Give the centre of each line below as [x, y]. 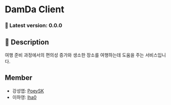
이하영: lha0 [24, 97]
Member [19, 78]
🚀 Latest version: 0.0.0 [34, 26]
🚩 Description [27, 42]
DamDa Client [35, 9]
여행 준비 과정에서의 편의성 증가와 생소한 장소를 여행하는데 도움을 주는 [74, 55]
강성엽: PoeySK [28, 91]
